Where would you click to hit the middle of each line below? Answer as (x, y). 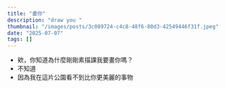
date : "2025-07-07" (35, 33)
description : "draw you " (44, 20)
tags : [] (20, 39)
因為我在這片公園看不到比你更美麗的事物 (75, 78)
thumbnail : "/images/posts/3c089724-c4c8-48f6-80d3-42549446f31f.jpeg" (113, 26)
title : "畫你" (27, 14)
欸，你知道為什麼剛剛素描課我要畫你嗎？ (75, 60)
